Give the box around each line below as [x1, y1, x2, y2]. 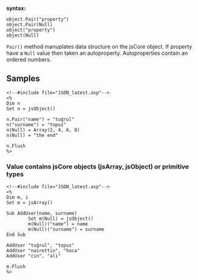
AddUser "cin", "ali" [6, 253, 61, 259]
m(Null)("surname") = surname [28, 226, 104, 233]
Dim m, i [6, 194, 29, 201]
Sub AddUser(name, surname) [6, 211, 78, 217]
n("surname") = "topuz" [6, 121, 67, 128]
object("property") [6, 27, 56, 33]
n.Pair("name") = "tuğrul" [6, 116, 75, 122]
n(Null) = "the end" [6, 132, 59, 138]
